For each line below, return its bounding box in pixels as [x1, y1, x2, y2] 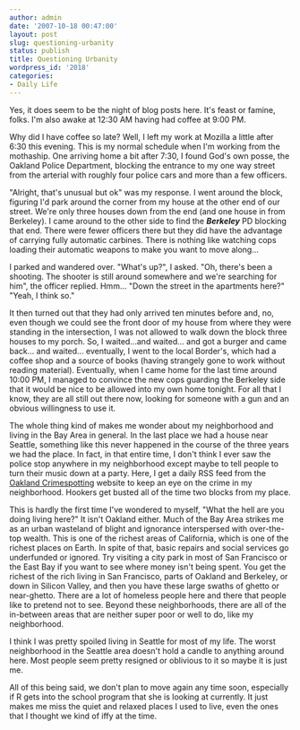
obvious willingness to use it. [9, 403, 116, 413]
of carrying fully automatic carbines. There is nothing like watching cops [9, 234, 277, 245]
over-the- [249, 523, 285, 534]
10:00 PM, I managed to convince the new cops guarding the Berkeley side [9, 374, 287, 385]
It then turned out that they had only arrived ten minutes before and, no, [9, 307, 275, 318]
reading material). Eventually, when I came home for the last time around [9, 364, 278, 375]
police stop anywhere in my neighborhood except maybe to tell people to [9, 458, 279, 469]
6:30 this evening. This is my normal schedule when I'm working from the [9, 141, 280, 152]
